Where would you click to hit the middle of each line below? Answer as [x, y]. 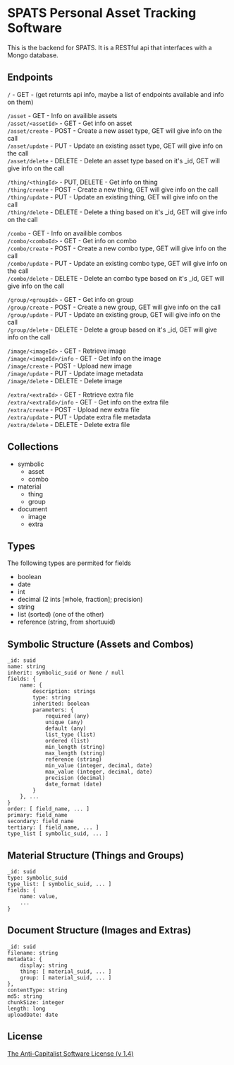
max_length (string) [75, 753]
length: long [26, 1008]
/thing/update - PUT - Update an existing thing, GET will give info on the [113, 197]
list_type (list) [70, 735]
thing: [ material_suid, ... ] [66, 971]
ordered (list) [67, 741]
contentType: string [38, 990]
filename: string [33, 953]
